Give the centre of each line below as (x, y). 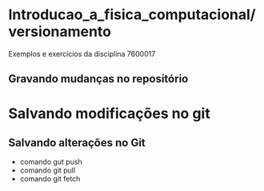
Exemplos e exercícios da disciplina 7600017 (82, 54)
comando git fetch (50, 179)
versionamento (60, 32)
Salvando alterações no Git (77, 143)
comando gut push (51, 162)
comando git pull (48, 170)
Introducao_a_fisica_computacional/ (132, 15)
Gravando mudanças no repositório (98, 79)
